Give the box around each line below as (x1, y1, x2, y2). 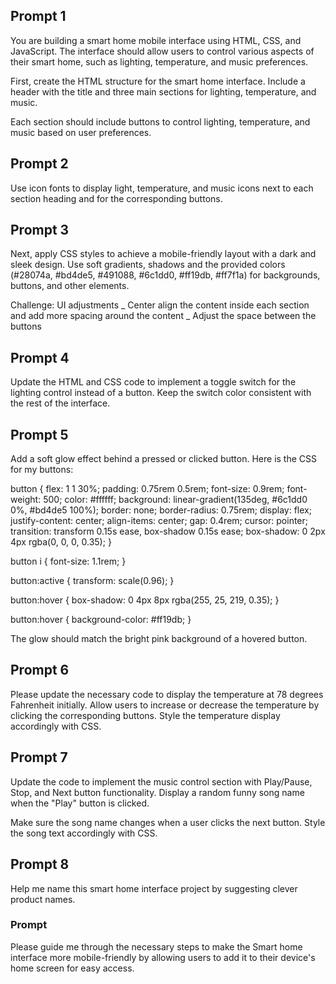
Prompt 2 (10, 155, 69, 173)
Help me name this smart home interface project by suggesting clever (10, 882, 298, 894)
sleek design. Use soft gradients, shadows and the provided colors (10, 259, 286, 271)
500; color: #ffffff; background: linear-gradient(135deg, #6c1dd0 (43, 494, 308, 506)
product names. (10, 893, 76, 905)
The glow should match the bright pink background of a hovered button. (10, 633, 308, 645)
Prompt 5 (10, 426, 69, 443)
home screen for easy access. (10, 962, 135, 974)
